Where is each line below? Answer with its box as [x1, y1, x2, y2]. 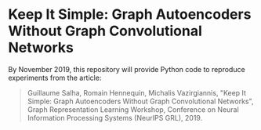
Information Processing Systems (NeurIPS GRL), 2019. [27, 113, 203, 122]
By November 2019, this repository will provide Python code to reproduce [8, 64, 245, 74]
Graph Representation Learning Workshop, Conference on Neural [27, 104, 239, 114]
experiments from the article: [8, 73, 102, 82]
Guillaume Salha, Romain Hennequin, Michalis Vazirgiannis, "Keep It [27, 88, 247, 97]
